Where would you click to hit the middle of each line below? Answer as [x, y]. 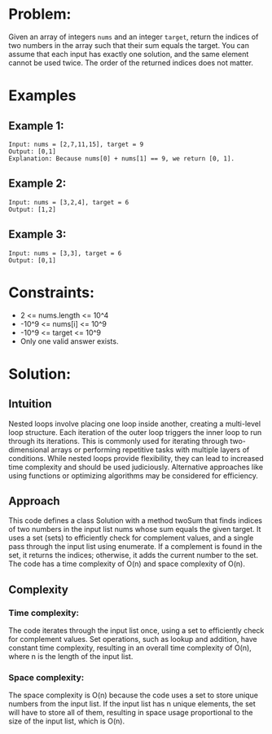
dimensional [29, 450]
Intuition [30, 404]
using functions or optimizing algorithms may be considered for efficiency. [133, 475]
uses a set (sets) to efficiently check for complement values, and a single [131, 538]
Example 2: [37, 184]
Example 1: [36, 126]
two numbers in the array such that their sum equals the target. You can [129, 45]
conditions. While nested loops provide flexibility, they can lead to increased [136, 458]
